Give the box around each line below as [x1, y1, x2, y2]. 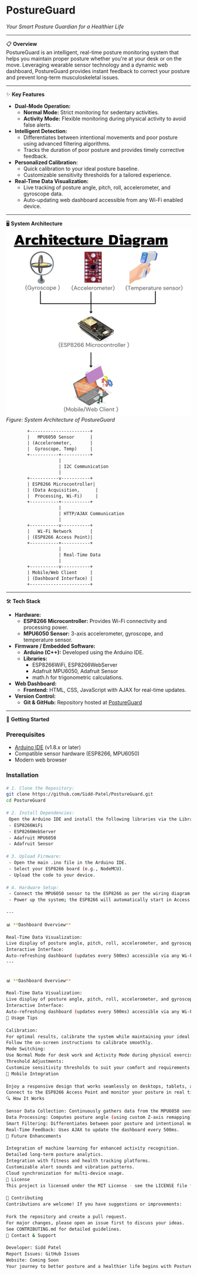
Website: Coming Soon [6, 1257, 59, 1263]
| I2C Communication [58, 463, 109, 469]
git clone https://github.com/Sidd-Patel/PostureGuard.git [6, 792, 154, 797]
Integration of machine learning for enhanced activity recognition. [6, 1145, 180, 1151]
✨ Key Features [6, 91, 45, 98]
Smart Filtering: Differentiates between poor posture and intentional [6, 1120, 185, 1127]
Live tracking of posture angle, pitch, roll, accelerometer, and [23, 184, 171, 191]
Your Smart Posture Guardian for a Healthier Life [6, 23, 124, 30]
